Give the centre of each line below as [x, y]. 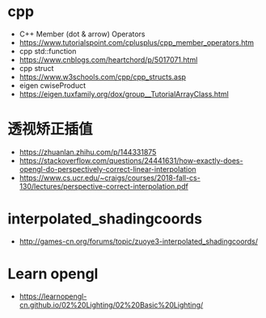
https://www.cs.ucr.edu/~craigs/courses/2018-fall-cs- [110, 178]
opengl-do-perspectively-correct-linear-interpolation [108, 169]
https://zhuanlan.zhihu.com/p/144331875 [88, 152]
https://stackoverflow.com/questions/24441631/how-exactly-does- [131, 161]
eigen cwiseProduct [53, 85]
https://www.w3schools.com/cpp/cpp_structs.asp [103, 77]
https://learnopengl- [53, 296]
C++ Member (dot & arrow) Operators [82, 34]
